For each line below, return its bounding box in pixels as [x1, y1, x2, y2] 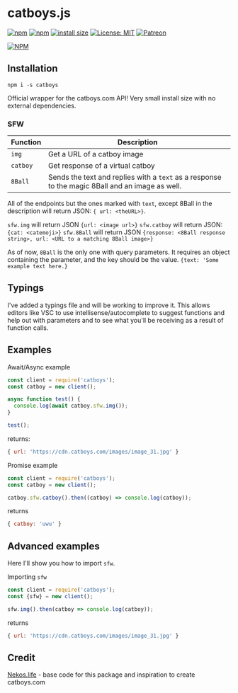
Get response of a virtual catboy [48, 161, 156, 171]
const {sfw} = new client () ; [7, 592, 93, 600]
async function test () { [7, 396, 81, 403]
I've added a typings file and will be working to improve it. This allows [7, 301, 210, 309]
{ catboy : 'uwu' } [7, 520, 62, 528]
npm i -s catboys [7, 81, 59, 88]
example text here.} [7, 263, 69, 270]
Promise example [7, 461, 58, 469]
